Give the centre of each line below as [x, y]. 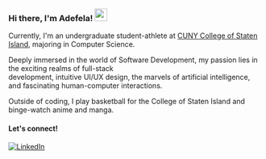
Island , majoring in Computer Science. [72, 44]
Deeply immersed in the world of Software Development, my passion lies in [133, 60]
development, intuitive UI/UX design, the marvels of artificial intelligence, [129, 77]
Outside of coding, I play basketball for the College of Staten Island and [127, 102]
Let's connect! [33, 128]
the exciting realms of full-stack [61, 69]
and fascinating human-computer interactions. [85, 86]
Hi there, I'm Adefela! [51, 18]
